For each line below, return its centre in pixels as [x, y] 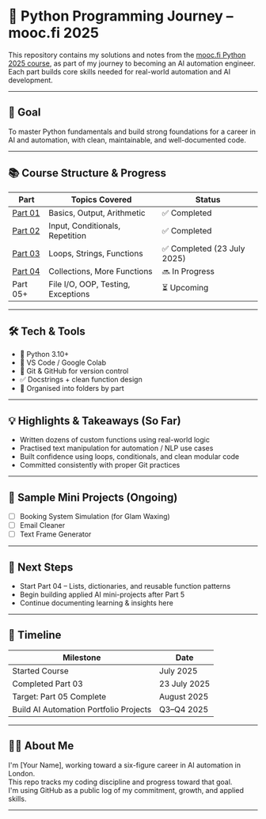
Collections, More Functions [101, 271]
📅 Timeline [35, 635]
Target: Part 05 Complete [59, 696]
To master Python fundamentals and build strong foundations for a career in [132, 131]
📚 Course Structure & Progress [87, 173]
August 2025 [184, 696]
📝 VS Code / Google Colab [63, 362]
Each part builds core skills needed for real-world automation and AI [120, 71]
